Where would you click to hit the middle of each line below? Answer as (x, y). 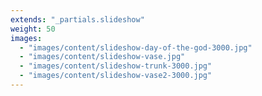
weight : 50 (33, 29)
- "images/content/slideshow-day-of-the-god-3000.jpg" (136, 47)
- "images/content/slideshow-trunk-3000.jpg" (116, 66)
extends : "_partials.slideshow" (77, 19)
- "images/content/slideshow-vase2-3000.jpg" (116, 76)
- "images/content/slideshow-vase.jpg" (102, 57)
